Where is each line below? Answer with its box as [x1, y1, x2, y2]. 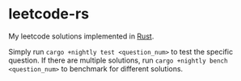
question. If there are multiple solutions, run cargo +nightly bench [8, 55, 228, 65]
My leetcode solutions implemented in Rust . [8, 31, 154, 41]
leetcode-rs [8, 5, 90, 23]
